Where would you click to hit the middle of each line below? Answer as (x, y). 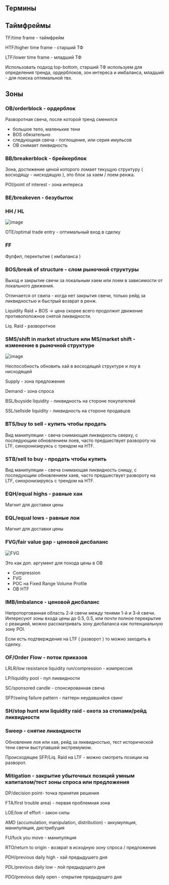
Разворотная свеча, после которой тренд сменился (61, 119)
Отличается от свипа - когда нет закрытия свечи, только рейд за (75, 295)
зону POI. (15, 629)
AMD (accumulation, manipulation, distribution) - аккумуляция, (71, 822)
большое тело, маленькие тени (46, 129)
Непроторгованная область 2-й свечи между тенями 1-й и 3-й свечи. (80, 613)
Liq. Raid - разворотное (31, 326)
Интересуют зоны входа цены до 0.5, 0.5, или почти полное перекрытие (83, 618)
